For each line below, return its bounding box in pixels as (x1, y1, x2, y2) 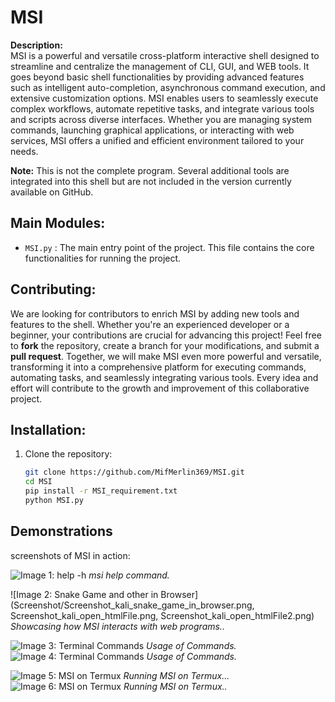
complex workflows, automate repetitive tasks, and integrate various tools (10, 102, 315, 115)
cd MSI (24, 477, 53, 487)
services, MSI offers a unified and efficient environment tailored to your (10, 134, 305, 146)
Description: (10, 39, 63, 51)
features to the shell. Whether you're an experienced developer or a (10, 318, 290, 330)
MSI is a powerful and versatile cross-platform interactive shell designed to (10, 49, 320, 61)
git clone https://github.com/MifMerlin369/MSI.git (24, 467, 245, 478)
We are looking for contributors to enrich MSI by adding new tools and (10, 307, 300, 320)
